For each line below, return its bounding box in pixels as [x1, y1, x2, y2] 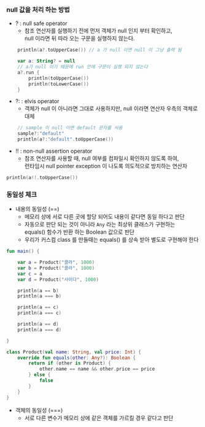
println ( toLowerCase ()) [28, 81, 89, 87]
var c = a [17, 271, 43, 277]
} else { [28, 372, 51, 378]
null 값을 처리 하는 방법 [6, 5, 71, 13]
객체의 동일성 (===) [15, 406, 63, 414]
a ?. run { [17, 69, 40, 75]
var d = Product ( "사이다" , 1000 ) [17, 276, 99, 283]
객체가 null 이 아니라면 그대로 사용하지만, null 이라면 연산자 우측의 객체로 [24, 105, 198, 112]
